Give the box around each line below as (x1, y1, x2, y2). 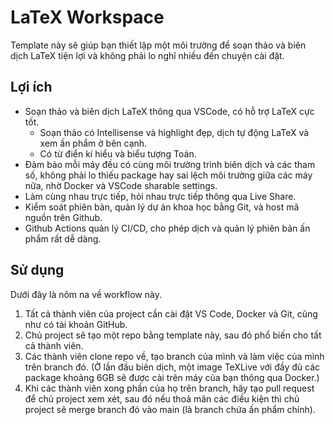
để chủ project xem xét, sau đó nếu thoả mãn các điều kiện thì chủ (24, 392, 300, 405)
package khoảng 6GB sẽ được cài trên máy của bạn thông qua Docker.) (24, 371, 320, 383)
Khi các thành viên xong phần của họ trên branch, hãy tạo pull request (24, 382, 315, 394)
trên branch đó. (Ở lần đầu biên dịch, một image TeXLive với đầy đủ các (24, 361, 321, 373)
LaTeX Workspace (10, 6, 165, 29)
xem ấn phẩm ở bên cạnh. (39, 137, 148, 149)
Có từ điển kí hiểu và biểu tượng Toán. (39, 147, 197, 160)
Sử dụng (10, 262, 65, 279)
